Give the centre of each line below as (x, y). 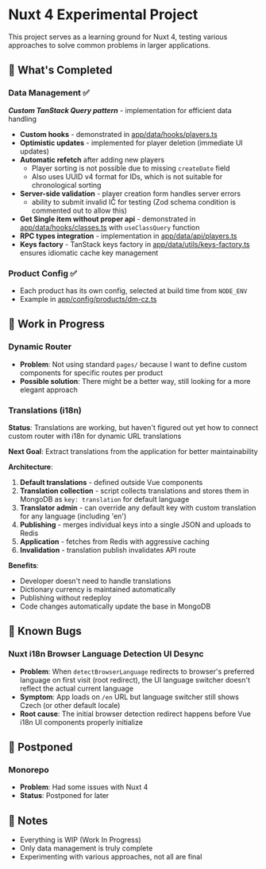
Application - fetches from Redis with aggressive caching (115, 541)
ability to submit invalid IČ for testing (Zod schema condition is (134, 202)
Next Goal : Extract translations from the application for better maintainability (133, 451)
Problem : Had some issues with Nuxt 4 (84, 787)
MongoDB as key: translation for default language (104, 499)
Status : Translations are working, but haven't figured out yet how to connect (133, 427)
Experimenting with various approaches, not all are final (111, 857)
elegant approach (48, 389)
